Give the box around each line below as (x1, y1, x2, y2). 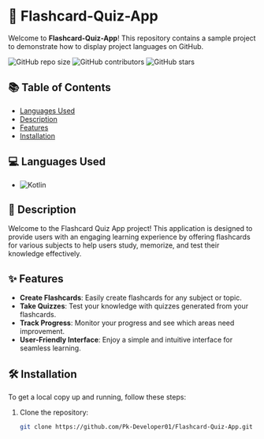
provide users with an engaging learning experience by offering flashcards (8, 233, 251, 242)
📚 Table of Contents (8, 81, 112, 94)
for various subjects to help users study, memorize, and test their (8, 240, 220, 250)
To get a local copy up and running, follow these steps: (8, 392, 187, 402)
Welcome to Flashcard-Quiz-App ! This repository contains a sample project (8, 33, 256, 43)
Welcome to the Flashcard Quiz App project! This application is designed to (8, 224, 253, 233)
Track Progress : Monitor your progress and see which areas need (19, 318, 235, 327)
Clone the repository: (19, 407, 89, 417)
